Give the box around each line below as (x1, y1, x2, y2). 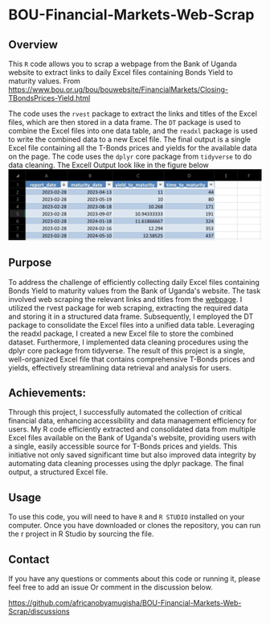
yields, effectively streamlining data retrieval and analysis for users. (8, 362, 231, 372)
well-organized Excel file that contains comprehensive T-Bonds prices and (8, 354, 256, 364)
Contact (8, 552, 50, 566)
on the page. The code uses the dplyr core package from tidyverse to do (8, 151, 252, 161)
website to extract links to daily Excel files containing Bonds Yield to (8, 68, 233, 77)
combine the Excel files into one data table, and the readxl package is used (8, 126, 258, 135)
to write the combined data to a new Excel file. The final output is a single (8, 134, 252, 144)
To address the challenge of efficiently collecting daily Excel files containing (8, 277, 260, 287)
